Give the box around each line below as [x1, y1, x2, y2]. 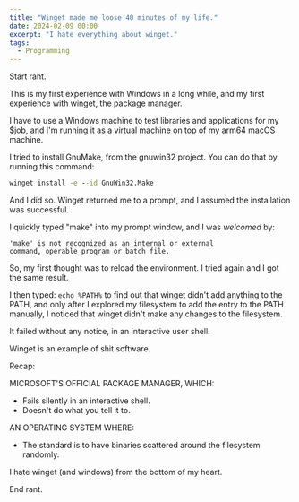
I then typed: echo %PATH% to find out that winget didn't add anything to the [9, 290, 283, 300]
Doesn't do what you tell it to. [21, 405, 132, 415]
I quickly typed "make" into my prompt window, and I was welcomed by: [9, 221, 276, 232]
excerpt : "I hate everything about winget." [9, 30, 178, 39]
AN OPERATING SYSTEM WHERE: [9, 422, 134, 433]
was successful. [9, 204, 70, 215]
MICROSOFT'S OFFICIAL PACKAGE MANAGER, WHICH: [9, 378, 215, 388]
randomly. [21, 449, 60, 460]
